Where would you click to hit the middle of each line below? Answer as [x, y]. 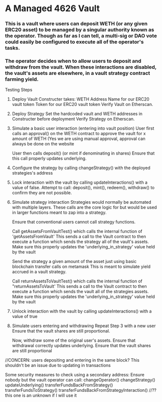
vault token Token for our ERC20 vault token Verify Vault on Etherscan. [82, 105]
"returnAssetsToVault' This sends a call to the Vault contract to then [79, 286]
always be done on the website [43, 144]
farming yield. [22, 79]
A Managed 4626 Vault [52, 9]
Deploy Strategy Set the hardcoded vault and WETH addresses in [77, 114]
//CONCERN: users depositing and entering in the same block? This [72, 360]
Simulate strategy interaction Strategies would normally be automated [81, 202]
